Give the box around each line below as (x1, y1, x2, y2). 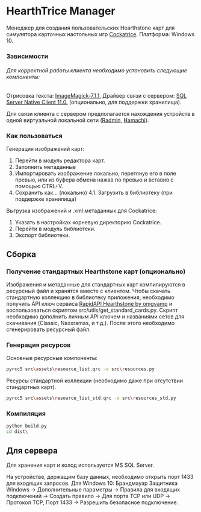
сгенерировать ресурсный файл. (6, 326, 91, 333)
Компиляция (6, 409, 46, 418)
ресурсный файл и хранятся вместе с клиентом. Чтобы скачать (6, 288, 171, 295)
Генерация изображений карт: (6, 145, 85, 153)
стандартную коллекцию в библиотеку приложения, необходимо (6, 294, 175, 301)
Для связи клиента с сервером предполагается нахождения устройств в (6, 110, 195, 118)
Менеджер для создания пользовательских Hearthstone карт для (6, 24, 175, 31)
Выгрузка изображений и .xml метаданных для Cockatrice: (6, 207, 158, 215)
